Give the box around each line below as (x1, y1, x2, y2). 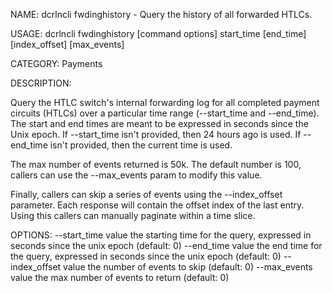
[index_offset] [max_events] (10, 39, 125, 50)
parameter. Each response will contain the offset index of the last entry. (10, 199, 305, 211)
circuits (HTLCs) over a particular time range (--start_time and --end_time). (10, 107, 320, 119)
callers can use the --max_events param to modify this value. (10, 169, 263, 181)
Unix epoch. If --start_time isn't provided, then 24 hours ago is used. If (10, 129, 302, 140)
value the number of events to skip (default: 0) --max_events (63, 261, 313, 273)
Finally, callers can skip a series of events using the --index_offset (10, 189, 283, 200)
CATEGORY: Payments (10, 58, 103, 69)
